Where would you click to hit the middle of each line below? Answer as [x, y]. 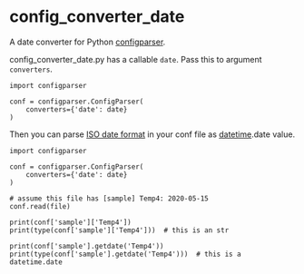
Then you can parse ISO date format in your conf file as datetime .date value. [152, 134]
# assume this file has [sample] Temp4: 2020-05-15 [109, 198]
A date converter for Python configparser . [88, 42]
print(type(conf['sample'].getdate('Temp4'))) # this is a [126, 254]
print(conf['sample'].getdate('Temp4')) [87, 246]
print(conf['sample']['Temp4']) [70, 222]
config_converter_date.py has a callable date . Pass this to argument [136, 59]
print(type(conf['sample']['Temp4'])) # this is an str [119, 230]
